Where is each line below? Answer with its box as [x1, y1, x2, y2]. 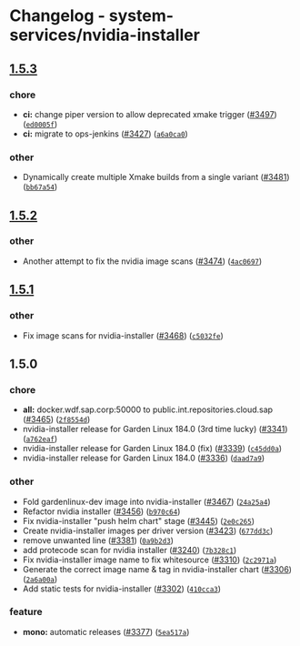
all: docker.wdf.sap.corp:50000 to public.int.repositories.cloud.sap [22, 404, 274, 415]
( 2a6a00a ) [22, 573, 58, 584]
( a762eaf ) [22, 433, 58, 444]
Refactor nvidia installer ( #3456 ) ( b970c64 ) [22, 506, 181, 517]
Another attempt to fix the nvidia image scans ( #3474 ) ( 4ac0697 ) [22, 256, 263, 267]
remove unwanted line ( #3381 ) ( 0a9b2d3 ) [22, 534, 175, 546]
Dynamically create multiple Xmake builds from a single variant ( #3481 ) [22, 172, 290, 183]
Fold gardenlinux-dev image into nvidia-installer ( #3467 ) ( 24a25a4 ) [22, 496, 271, 507]
